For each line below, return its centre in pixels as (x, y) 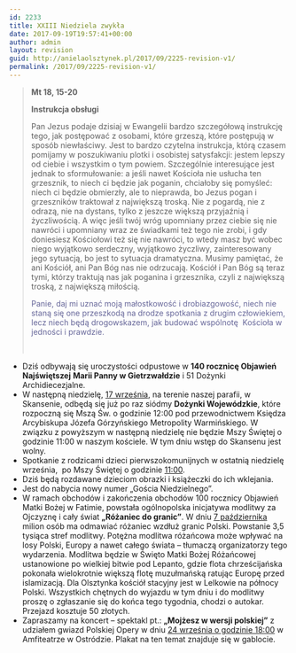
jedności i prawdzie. (67, 331)
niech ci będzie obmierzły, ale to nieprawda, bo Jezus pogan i (144, 192)
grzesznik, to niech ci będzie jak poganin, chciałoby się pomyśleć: (152, 183)
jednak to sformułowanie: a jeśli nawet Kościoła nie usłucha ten (146, 173)
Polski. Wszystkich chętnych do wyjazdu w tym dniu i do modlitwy (143, 592)
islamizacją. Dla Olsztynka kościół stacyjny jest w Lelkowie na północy (150, 582)
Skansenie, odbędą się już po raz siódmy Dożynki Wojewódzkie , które (151, 403)
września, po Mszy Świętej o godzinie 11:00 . (103, 470)
